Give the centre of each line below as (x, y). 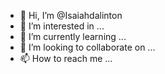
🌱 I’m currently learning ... (73, 36)
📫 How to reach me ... (66, 58)
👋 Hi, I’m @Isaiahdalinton (71, 15)
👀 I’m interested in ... (62, 26)
